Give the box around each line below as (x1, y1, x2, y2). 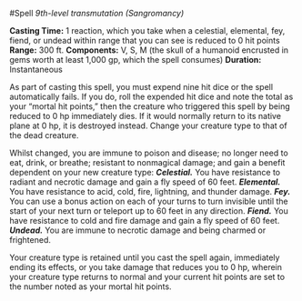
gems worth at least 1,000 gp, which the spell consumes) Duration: (9, 55, 262, 65)
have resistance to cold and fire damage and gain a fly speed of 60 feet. (9, 216, 280, 226)
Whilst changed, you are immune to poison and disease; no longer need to (9, 147, 288, 158)
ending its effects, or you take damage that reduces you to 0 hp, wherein (9, 262, 283, 272)
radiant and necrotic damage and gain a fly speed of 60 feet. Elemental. (9, 176, 281, 187)
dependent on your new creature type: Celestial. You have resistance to (9, 167, 280, 177)
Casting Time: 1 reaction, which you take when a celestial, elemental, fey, (9, 25, 286, 35)
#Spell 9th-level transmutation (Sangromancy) (9, 8, 185, 18)
